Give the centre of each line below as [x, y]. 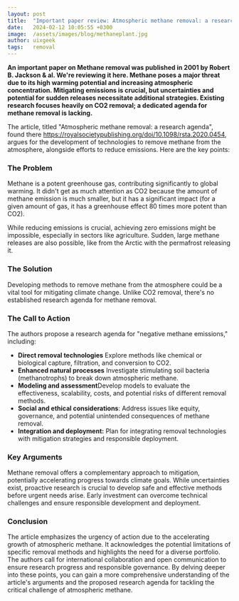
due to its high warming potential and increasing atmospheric [100, 82]
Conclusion [28, 522]
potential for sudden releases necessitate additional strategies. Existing [116, 98]
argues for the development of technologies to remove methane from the [115, 142]
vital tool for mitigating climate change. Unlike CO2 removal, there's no [111, 292]
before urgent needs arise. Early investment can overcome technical [107, 495]
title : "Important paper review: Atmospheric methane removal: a [108, 21]
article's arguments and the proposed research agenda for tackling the [111, 582]
